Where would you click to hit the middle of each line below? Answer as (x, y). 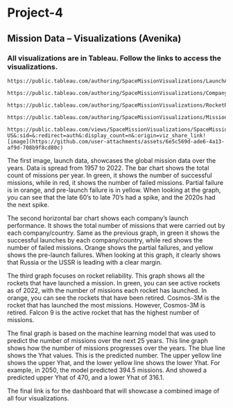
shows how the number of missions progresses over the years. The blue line (116, 348)
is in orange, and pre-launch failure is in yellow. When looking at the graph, (114, 190)
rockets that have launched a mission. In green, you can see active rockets (114, 283)
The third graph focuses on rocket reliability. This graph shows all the (106, 276)
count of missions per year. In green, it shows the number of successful (110, 175)
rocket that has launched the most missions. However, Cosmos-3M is (106, 305)
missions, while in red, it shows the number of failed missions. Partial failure (115, 182)
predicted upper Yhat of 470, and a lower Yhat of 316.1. (86, 377)
